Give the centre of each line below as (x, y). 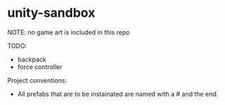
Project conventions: (37, 80)
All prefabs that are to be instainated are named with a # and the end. (118, 94)
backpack (32, 59)
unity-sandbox (51, 13)
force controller (40, 66)
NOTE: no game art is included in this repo (69, 32)
